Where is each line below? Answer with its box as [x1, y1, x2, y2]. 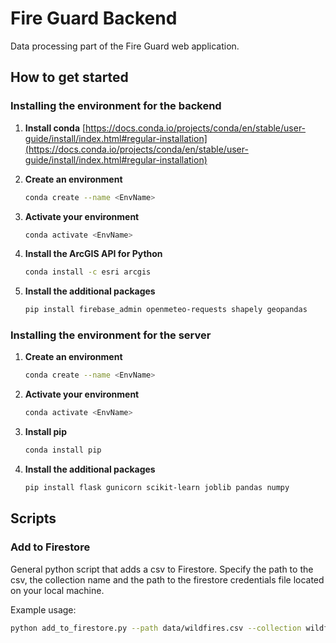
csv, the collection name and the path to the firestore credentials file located [10, 573, 325, 586]
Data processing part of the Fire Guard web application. [10, 40, 240, 52]
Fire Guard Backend [10, 7, 178, 30]
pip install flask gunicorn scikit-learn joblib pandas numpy [24, 483, 290, 493]
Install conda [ [24, 122, 87, 134]
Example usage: [10, 603, 77, 616]
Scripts [10, 510, 57, 527]
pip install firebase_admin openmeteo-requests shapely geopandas [24, 305, 308, 315]
